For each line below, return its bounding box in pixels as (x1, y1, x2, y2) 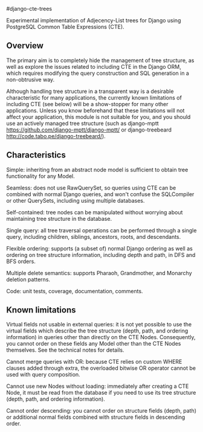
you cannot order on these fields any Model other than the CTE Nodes (6, 340, 181, 348)
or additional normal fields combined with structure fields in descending (6, 413, 185, 421)
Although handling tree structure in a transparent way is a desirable (6, 87, 174, 95)
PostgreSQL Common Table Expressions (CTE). (6, 24, 125, 30)
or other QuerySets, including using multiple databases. (6, 197, 145, 204)
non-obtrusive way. (6, 75, 55, 83)
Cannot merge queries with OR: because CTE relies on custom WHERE (6, 358, 182, 366)
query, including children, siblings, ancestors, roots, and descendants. (6, 233, 181, 240)
